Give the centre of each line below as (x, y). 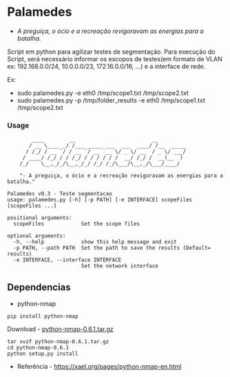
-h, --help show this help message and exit (95, 242)
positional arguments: (40, 218)
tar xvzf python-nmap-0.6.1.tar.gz (58, 342)
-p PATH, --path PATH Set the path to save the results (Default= (112, 248)
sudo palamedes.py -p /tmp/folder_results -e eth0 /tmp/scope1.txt (111, 100)
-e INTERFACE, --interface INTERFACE (67, 260)
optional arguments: (37, 236)
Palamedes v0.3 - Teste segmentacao (60, 194)
